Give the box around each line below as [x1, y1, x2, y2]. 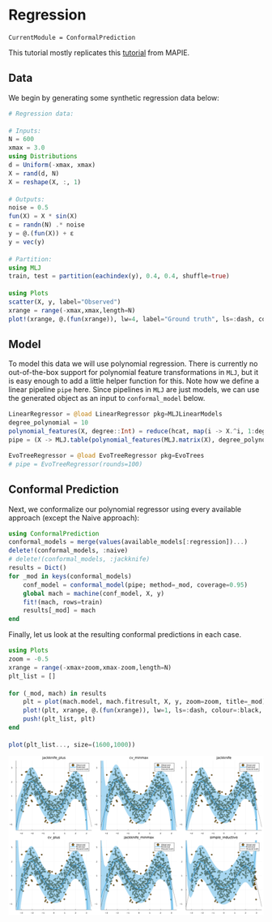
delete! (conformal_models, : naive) [8, 546, 129, 555]
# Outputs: [8, 195, 45, 204]
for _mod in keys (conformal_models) [8, 572, 132, 580]
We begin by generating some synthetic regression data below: [8, 93, 220, 102]
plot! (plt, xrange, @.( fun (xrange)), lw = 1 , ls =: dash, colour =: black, [23, 706, 263, 715]
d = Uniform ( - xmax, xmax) [8, 161, 96, 169]
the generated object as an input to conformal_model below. [8, 394, 206, 403]
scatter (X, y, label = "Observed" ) [8, 298, 121, 306]
